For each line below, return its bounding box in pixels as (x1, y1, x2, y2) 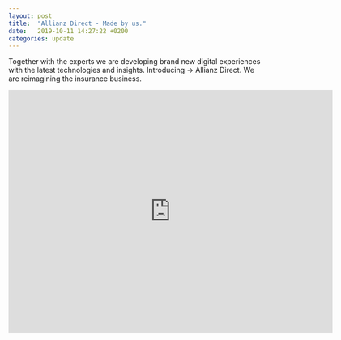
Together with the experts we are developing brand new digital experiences (8, 57, 261, 66)
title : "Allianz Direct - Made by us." (8, 19, 147, 28)
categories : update (8, 34, 75, 43)
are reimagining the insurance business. (8, 74, 142, 83)
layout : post (8, 11, 53, 20)
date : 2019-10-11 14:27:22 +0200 (8, 27, 129, 35)
